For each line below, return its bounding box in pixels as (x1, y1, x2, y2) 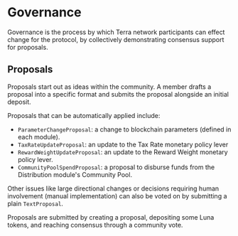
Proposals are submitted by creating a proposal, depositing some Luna (7, 213, 215, 221)
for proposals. (7, 43, 48, 51)
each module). (17, 132, 60, 141)
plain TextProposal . (7, 199, 64, 208)
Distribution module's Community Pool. (17, 170, 133, 178)
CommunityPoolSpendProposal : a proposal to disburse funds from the (17, 163, 215, 171)
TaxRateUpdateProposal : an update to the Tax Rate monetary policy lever (17, 140, 229, 149)
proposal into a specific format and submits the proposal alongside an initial (7, 90, 229, 98)
